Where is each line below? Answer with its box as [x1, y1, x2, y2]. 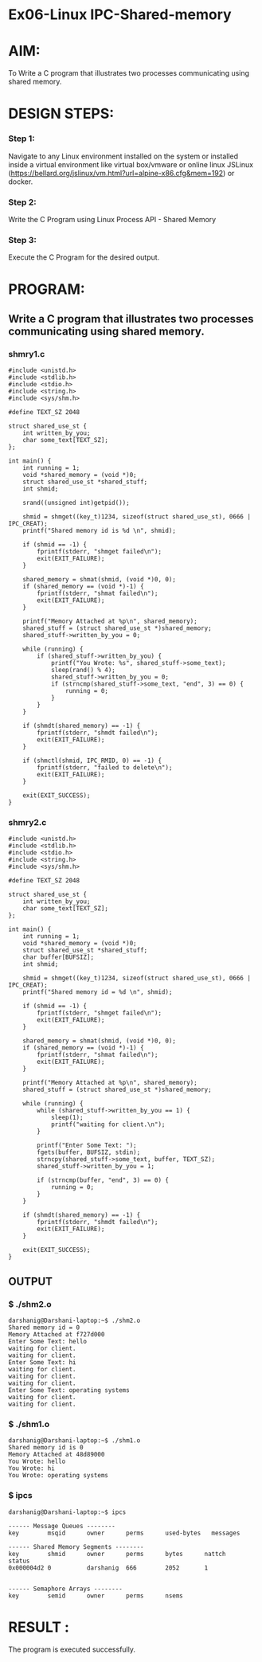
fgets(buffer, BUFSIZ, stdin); [37, 1148, 141, 1156]
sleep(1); [50, 1113, 84, 1122]
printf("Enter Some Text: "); [37, 1141, 137, 1150]
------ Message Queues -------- [8, 1522, 115, 1530]
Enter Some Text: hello [8, 1338, 88, 1346]
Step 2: [8, 197, 37, 208]
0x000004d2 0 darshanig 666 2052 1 [8, 1563, 209, 1572]
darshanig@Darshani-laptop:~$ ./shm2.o [8, 1316, 141, 1325]
